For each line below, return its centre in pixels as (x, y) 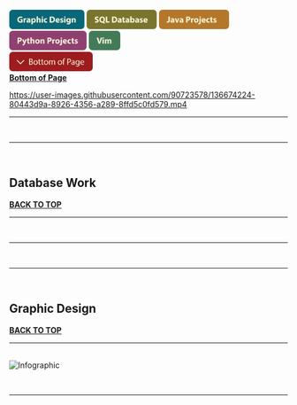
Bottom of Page (38, 78)
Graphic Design (53, 309)
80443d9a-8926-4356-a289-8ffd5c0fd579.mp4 (98, 104)
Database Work (53, 183)
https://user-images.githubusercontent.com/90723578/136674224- (132, 95)
